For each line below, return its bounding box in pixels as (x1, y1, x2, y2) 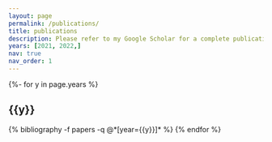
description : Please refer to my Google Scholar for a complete (8, 34, 230, 43)
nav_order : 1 (8, 58, 53, 66)
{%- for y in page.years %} (8, 79, 99, 89)
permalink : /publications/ (8, 19, 100, 28)
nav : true (8, 49, 42, 58)
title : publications (8, 27, 79, 35)
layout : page (8, 11, 53, 20)
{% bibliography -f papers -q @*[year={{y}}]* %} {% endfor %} (8, 124, 222, 134)
